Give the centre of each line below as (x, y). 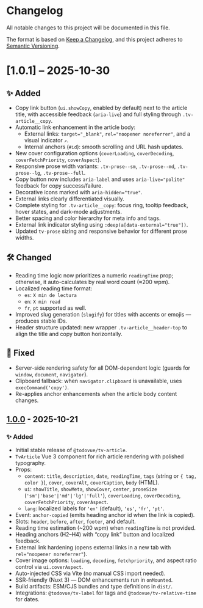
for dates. (27, 599)
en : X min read (42, 301)
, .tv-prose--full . (63, 172)
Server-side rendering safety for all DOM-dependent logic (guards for (103, 368)
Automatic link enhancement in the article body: (75, 127)
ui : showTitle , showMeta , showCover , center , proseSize (91, 489)
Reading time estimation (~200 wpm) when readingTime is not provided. (105, 528)
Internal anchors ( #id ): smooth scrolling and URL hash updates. (104, 147)
